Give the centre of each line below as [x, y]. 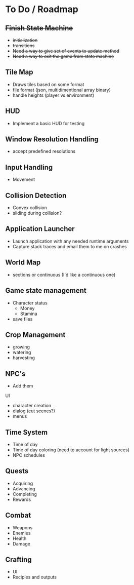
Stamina [29, 314]
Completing [25, 494]
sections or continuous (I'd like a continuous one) [64, 275]
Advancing [24, 489]
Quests [17, 471]
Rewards [22, 499]
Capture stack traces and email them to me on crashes [70, 246]
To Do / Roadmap [42, 9]
